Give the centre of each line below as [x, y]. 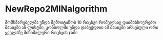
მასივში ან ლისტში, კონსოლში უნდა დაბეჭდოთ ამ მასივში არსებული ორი [82, 27]
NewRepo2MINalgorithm [56, 9]
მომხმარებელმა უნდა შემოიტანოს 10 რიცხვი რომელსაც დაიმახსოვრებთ [81, 22]
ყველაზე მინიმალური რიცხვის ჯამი [41, 32]
